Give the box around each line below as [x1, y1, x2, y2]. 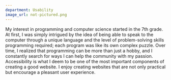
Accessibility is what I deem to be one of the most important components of [5, 58, 164, 64]
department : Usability [5, 7, 53, 13]
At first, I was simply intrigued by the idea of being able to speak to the [5, 31, 154, 37]
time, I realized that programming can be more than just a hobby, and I [5, 48, 153, 54]
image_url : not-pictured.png [5, 12, 67, 17]
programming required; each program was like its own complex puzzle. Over [5, 42, 166, 48]
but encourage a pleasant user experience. [5, 69, 96, 75]
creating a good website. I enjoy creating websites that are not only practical [5, 64, 166, 70]
